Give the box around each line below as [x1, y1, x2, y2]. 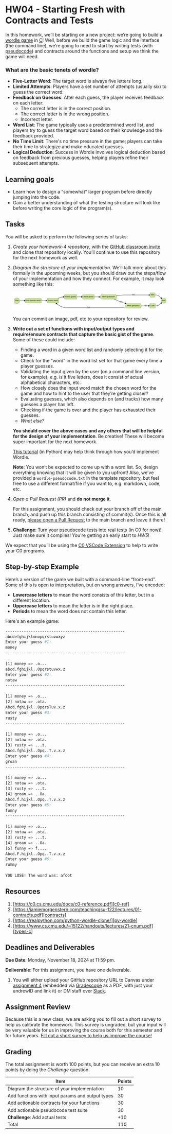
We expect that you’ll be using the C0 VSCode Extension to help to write [5, 542, 158, 548]
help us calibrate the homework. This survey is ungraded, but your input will [5, 1022, 166, 1028]
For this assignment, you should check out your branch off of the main [12, 505, 162, 512]
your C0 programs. [5, 547, 45, 554]
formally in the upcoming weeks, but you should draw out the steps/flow [12, 270, 166, 276]
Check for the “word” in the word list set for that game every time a [20, 357, 163, 363]
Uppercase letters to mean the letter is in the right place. [12, 602, 134, 608]
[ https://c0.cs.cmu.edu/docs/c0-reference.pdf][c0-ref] [12, 901, 130, 907]
